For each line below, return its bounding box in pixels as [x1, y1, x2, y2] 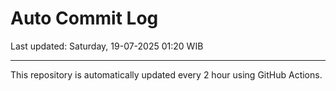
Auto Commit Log [10, 7, 159, 30]
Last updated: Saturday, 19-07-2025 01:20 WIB [10, 40, 204, 52]
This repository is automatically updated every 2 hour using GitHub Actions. [10, 68, 323, 81]
